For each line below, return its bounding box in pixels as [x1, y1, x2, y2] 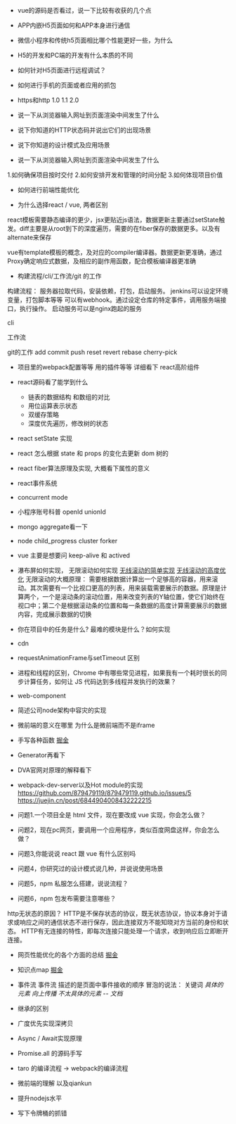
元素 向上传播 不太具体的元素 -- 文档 [17, 990, 123, 997]
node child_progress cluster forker [17, 537, 118, 545]
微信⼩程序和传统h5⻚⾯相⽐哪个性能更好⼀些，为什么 [17, 36, 173, 44]
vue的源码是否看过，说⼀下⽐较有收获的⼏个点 [17, 6, 152, 14]
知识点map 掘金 [17, 966, 63, 973]
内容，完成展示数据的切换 [17, 610, 92, 618]
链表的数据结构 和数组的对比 [27, 393, 110, 401]
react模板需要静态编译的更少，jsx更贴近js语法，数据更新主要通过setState [7, 215, 219, 224]
